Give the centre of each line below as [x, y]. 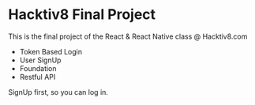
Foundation [38, 68]
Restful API [37, 77]
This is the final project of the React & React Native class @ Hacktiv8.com [128, 36]
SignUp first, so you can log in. [58, 92]
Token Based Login [51, 51]
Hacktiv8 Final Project [82, 15]
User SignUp [40, 60]
